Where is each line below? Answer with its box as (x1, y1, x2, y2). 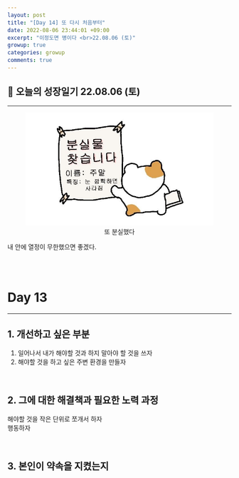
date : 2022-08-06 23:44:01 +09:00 (7, 26, 110, 34)
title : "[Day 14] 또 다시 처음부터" (7, 19, 105, 26)
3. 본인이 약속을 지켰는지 (7, 460, 109, 472)
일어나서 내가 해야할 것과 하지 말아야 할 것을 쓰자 (17, 348, 153, 357)
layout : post (7, 11, 46, 19)
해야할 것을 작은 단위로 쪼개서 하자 (7, 415, 102, 423)
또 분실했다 (104, 228, 135, 236)
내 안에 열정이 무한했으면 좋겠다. (7, 243, 97, 251)
